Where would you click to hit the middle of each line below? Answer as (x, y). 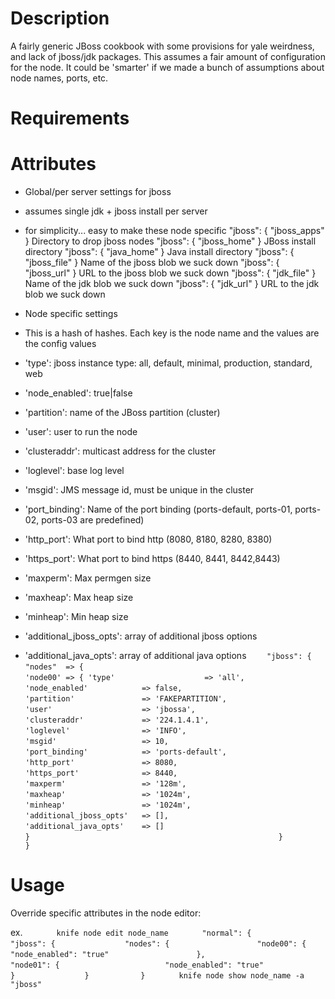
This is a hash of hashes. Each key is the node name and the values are (172, 333)
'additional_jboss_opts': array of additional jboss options (141, 636)
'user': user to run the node (81, 432)
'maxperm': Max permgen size (88, 578)
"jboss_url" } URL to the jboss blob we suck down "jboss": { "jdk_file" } (170, 273)
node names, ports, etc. (59, 78)
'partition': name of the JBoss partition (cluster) (122, 413)
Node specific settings (71, 314)
